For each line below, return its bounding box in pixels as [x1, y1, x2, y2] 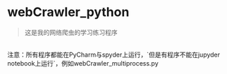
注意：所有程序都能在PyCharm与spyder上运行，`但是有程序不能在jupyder [7, 50, 221, 59]
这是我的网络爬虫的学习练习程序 [24, 28, 118, 36]
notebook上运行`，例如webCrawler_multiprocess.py [7, 59, 159, 67]
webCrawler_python [7, 4, 130, 20]
